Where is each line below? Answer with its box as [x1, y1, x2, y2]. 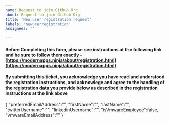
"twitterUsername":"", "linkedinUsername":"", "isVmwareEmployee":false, [5, 107, 159, 113]
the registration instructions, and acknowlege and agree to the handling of [5, 79, 165, 86]
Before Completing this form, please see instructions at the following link [5, 46, 162, 52]
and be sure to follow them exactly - [5, 52, 82, 58]
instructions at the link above [5, 90, 68, 96]
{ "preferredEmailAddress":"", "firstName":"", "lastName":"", [5, 101, 131, 107]
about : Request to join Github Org [5, 12, 80, 17]
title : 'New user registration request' [5, 17, 92, 22]
